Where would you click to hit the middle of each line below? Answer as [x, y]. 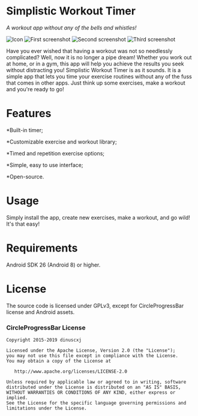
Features [29, 114]
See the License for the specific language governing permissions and [96, 403]
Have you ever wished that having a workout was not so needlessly [89, 51]
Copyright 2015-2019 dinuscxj [44, 340]
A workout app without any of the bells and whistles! [71, 28]
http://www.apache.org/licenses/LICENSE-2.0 [71, 371]
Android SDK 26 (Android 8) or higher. [53, 265]
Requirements [42, 248]
